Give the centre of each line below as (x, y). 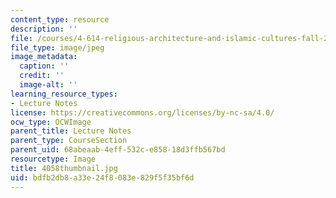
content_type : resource (60, 19)
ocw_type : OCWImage (51, 122)
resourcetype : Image (53, 159)
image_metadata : (44, 57)
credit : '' (42, 76)
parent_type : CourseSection (69, 141)
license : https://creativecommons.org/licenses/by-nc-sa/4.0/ (142, 112)
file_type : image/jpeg (57, 47)
